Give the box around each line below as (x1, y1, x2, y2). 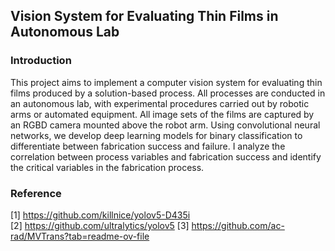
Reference (10, 186, 62, 200)
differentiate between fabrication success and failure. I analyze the (10, 140, 286, 152)
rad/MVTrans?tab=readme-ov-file (10, 230, 150, 242)
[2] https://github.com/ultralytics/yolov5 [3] (10, 219, 190, 231)
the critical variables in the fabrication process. (10, 161, 205, 173)
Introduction (10, 54, 72, 68)
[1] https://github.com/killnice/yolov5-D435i (10, 209, 191, 221)
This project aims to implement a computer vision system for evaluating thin (10, 76, 323, 88)
